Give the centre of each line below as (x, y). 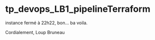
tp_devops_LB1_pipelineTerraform (78, 9)
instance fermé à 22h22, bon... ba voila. (47, 23)
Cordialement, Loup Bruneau (35, 32)
